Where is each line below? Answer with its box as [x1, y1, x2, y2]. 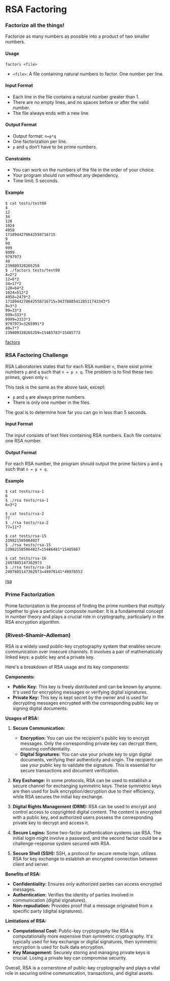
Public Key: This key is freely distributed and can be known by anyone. [12, 684, 162, 689]
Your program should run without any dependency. [12, 172, 119, 178]
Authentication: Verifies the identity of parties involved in [12, 892, 133, 898]
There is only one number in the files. [12, 399, 91, 405]
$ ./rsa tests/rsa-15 [5, 543, 51, 548]
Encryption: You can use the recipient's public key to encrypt [20, 735, 150, 741]
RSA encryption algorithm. [5, 618, 60, 625]
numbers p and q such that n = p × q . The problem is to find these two [5, 369, 153, 375]
